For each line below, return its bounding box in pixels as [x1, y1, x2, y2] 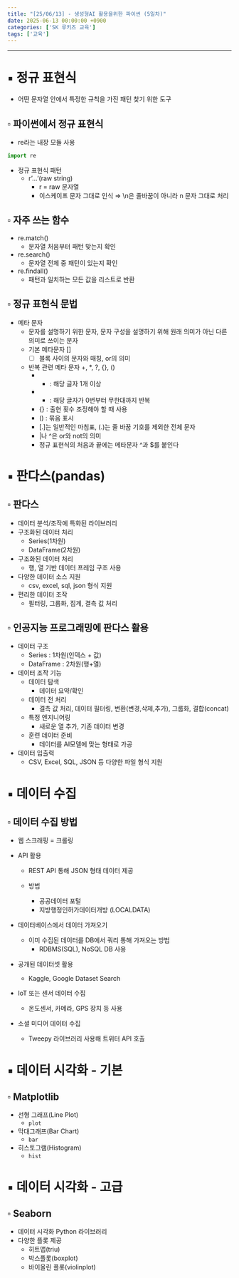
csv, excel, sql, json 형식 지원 [28, 581, 112, 589]
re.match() [17, 233, 49, 242]
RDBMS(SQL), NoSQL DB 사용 [38, 945, 127, 954]
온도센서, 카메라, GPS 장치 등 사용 [28, 1004, 123, 1013]
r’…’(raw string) [28, 174, 73, 182]
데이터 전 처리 [28, 696, 67, 704]
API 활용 [17, 851, 41, 860]
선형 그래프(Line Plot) [17, 1110, 79, 1119]
